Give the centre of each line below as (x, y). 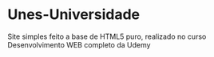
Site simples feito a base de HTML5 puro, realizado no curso (107, 36)
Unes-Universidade (74, 15)
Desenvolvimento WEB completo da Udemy (79, 44)
